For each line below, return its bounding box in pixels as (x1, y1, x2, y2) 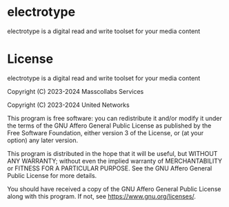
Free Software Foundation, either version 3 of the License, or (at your (7, 128, 204, 137)
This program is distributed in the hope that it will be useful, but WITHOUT (7, 149, 218, 157)
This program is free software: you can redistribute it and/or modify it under (7, 114, 222, 122)
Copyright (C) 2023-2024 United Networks (7, 101, 130, 109)
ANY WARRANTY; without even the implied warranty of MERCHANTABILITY (7, 157, 223, 165)
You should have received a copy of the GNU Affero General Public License (7, 184, 221, 193)
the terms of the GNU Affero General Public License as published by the (7, 121, 212, 130)
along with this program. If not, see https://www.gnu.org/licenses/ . (7, 192, 197, 200)
